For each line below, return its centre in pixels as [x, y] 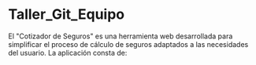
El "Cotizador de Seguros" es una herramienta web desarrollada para [121, 36]
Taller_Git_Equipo [67, 14]
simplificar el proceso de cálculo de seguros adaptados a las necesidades [128, 44]
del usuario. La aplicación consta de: [68, 52]
